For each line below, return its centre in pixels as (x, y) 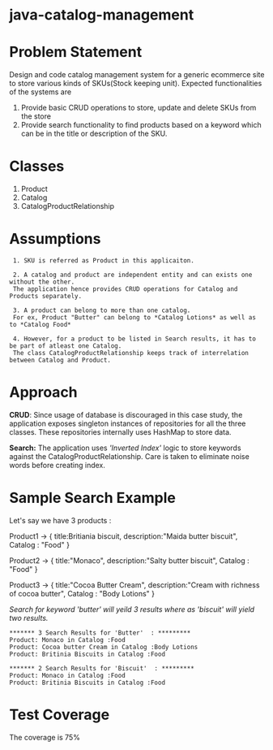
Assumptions (55, 239)
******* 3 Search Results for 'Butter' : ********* (100, 633)
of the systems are (41, 92)
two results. (29, 618)
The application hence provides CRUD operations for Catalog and (125, 289)
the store (36, 116)
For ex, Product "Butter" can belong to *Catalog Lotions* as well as (134, 318)
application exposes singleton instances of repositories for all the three (128, 423)
